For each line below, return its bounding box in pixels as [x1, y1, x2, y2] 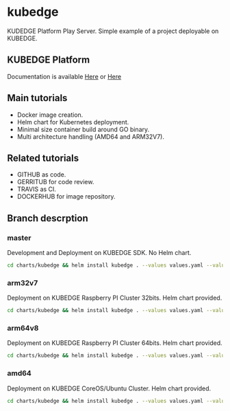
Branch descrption [7, 212, 88, 224]
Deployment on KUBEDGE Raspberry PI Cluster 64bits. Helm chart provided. [7, 339, 222, 347]
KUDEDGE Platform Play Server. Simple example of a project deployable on [7, 27, 219, 35]
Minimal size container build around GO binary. [16, 125, 150, 133]
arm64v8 [7, 324, 39, 333]
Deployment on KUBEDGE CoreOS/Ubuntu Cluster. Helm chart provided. [7, 384, 212, 392]
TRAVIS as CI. [16, 185, 57, 193]
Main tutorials [7, 92, 68, 104]
